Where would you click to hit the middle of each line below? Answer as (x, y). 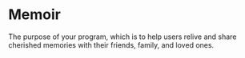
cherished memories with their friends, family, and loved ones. (111, 44)
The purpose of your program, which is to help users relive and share (122, 37)
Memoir (35, 15)
